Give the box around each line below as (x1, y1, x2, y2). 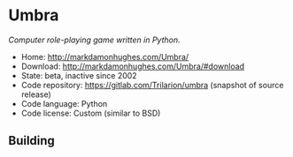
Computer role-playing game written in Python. (8, 34, 181, 45)
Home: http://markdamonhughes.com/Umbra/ (20, 51, 189, 62)
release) (20, 89, 52, 100)
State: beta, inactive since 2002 (20, 70, 138, 80)
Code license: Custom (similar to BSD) (20, 108, 161, 118)
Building (8, 133, 55, 148)
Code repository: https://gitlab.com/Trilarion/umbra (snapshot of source (20, 79, 284, 90)
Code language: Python (20, 98, 108, 108)
